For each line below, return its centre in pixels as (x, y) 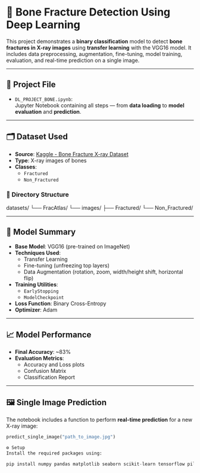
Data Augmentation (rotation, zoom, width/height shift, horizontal (103, 272)
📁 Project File (31, 85)
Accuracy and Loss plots (54, 365)
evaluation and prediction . (48, 111)
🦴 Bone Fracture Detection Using (88, 12)
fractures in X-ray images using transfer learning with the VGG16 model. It (99, 48)
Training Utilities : (36, 284)
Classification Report (49, 377)
